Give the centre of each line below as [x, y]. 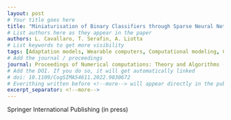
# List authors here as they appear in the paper [80, 33]
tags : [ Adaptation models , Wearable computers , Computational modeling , [113, 52]
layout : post [26, 13]
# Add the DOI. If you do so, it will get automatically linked [101, 71]
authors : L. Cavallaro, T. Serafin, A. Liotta [75, 39]
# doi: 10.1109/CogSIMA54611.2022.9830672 [69, 77]
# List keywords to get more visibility [66, 45]
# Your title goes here [41, 20]
